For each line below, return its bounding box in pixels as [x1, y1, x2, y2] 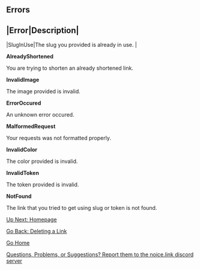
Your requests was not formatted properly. [6, 135, 111, 142]
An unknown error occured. [6, 111, 74, 118]
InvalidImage [6, 76, 40, 84]
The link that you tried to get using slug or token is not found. [6, 204, 157, 212]
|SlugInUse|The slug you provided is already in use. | [6, 41, 137, 49]
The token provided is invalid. [6, 181, 79, 188]
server [6, 257, 23, 265]
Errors [6, 5, 30, 15]
